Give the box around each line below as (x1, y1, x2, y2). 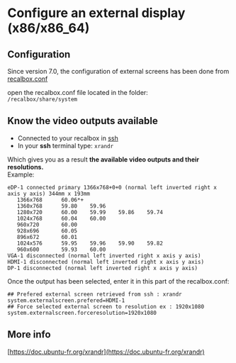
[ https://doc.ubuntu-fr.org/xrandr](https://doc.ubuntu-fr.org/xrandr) (7, 347, 205, 356)
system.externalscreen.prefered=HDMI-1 (7, 296, 125, 304)
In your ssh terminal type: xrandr (17, 141, 114, 150)
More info (7, 328, 51, 341)
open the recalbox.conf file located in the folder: (7, 89, 149, 96)
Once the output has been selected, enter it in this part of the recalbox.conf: (7, 277, 230, 285)
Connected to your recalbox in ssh (17, 133, 118, 143)
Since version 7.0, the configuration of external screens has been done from (7, 67, 230, 75)
